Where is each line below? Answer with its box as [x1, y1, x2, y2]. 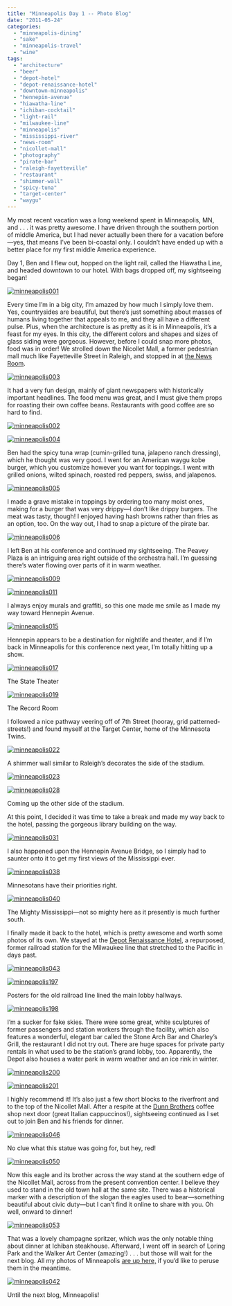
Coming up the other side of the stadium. [7, 800, 125, 807]
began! [7, 274, 28, 281]
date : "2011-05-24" [7, 17, 64, 24]
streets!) [7, 725, 31, 733]
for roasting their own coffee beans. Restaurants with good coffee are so [7, 401, 215, 409]
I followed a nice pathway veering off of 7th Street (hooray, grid [7, 718, 188, 725]
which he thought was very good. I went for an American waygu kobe [7, 456, 206, 464]
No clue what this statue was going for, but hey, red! [7, 1144, 157, 1152]
